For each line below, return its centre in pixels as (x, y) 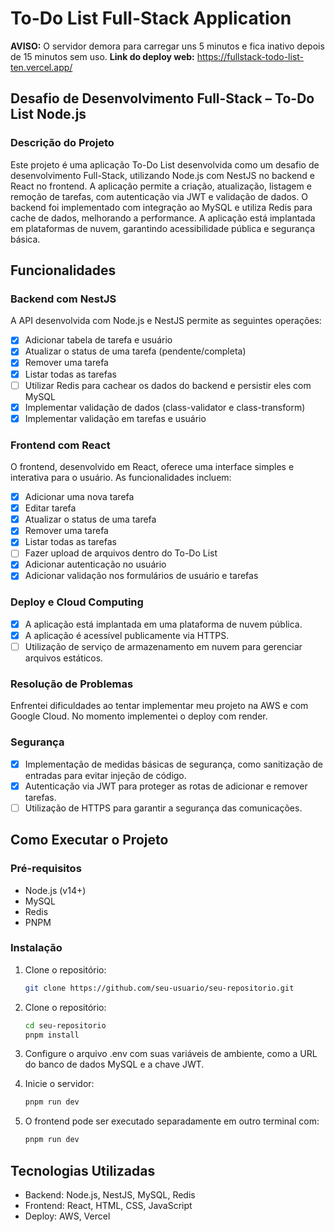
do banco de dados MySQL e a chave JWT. (114, 1064)
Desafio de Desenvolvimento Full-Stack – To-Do (162, 98)
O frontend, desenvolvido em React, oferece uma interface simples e (152, 467)
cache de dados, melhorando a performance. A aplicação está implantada (163, 218)
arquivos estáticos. (64, 658)
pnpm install (52, 1035)
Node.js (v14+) (55, 890)
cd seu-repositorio (65, 1025)
